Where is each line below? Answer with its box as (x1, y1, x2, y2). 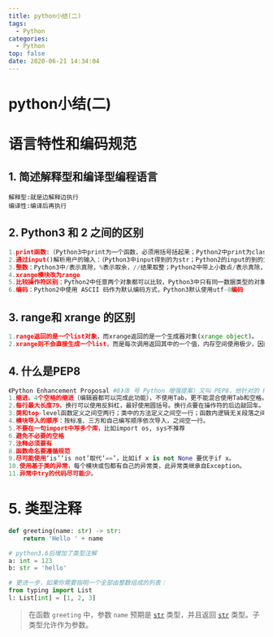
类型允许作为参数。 (28, 619, 93, 630)
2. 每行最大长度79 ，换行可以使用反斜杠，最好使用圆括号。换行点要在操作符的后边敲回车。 (8, 401, 266, 410)
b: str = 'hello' (8, 564, 67, 573)
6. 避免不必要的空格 (8, 431, 65, 440)
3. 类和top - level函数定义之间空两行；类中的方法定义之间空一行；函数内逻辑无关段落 (8, 409, 254, 418)
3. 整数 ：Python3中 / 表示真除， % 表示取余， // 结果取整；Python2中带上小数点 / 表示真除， (8, 263, 266, 271)
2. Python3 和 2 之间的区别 (8, 226, 144, 240)
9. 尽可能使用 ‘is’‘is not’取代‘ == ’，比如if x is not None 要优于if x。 (8, 454, 236, 463)
